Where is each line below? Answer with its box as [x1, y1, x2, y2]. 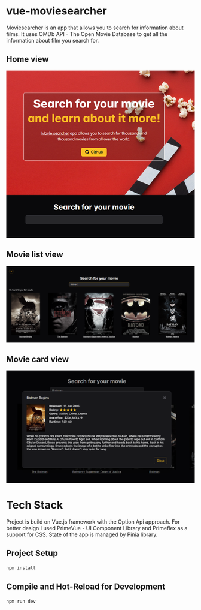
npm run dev [6, 598, 36, 604]
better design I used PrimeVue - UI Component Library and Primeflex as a [6, 525, 188, 532]
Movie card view [6, 354, 69, 364]
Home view [6, 54, 49, 64]
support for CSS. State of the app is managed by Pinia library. [6, 531, 158, 538]
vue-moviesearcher [6, 4, 107, 18]
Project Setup [6, 548, 59, 558]
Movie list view [6, 250, 63, 260]
